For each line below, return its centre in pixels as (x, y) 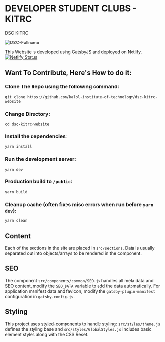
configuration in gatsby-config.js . (40, 296)
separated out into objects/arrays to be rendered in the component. (73, 253)
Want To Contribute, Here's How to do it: (68, 73)
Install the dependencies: (36, 136)
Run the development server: (41, 159)
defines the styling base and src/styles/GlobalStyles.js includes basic (78, 329)
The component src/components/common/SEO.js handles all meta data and (79, 280)
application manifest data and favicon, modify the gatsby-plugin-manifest (80, 291)
